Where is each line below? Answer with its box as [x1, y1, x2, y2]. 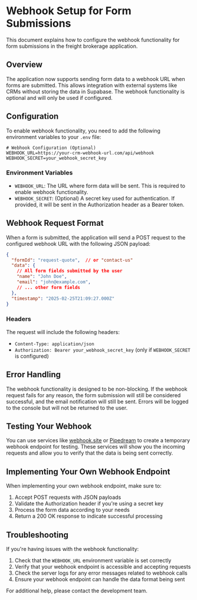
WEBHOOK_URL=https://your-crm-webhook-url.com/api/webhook [6, 150, 155, 156]
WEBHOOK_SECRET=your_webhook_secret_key [6, 155, 107, 161]
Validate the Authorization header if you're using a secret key [14, 500, 164, 507]
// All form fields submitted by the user [17, 268, 123, 274]
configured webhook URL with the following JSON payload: [6, 240, 150, 247]
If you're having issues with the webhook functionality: [6, 545, 139, 552]
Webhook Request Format [6, 218, 104, 228]
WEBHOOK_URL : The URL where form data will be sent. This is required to [14, 182, 186, 189]
